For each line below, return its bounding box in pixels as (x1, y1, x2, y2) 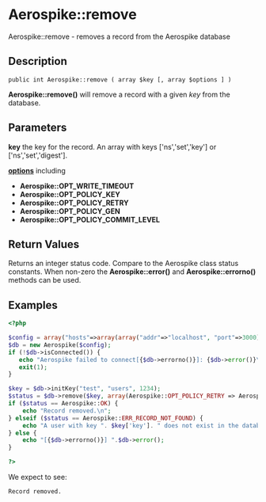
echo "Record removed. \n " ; (22, 406, 112, 415)
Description (8, 55, 67, 68)
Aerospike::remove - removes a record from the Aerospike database (8, 32, 231, 41)
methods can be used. (8, 276, 82, 285)
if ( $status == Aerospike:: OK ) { (8, 400, 119, 408)
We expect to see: (8, 473, 67, 482)
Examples (8, 299, 58, 312)
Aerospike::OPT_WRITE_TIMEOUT (19, 181, 135, 191)
